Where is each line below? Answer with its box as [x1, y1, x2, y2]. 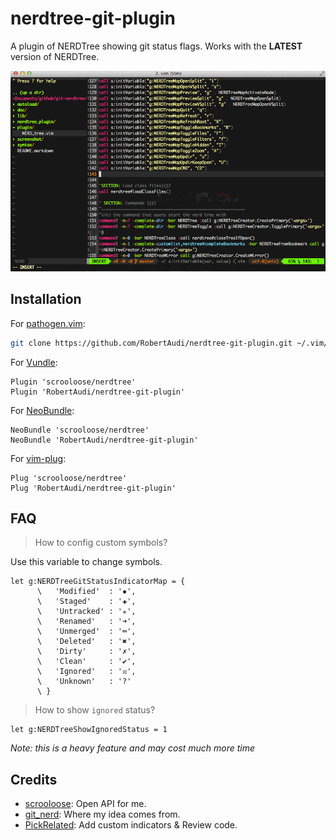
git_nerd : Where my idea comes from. [24, 808, 181, 821]
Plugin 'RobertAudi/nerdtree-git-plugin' [10, 387, 186, 397]
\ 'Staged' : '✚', [36, 597, 137, 607]
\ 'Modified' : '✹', [36, 587, 137, 597]
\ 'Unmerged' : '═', [36, 627, 137, 637]
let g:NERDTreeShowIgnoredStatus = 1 [10, 725, 168, 735]
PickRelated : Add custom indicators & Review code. [24, 819, 238, 831]
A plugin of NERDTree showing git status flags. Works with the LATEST [10, 40, 303, 52]
